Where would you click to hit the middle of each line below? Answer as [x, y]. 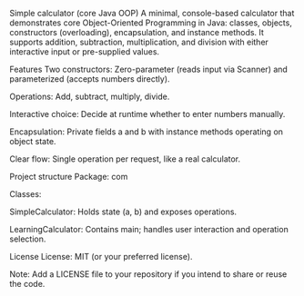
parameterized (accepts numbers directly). [90, 79]
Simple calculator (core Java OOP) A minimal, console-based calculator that [152, 13]
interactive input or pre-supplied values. [85, 52]
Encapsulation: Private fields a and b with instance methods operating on [147, 132]
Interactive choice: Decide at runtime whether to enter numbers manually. [147, 114]
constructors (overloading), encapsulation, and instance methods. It [137, 32]
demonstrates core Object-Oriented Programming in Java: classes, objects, [151, 23]
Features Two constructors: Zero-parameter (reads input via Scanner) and [149, 69]
